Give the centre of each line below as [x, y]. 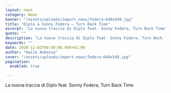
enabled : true [25, 66]
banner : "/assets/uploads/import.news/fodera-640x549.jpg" [69, 19]
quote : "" [16, 33]
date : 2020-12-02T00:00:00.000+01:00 [45, 48]
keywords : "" [19, 43]
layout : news [19, 10]
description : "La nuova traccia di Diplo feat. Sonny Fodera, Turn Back [84, 38]
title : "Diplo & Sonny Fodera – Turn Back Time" [58, 24]
